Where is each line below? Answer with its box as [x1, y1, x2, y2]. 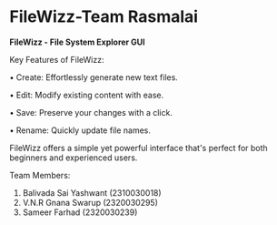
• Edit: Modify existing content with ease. [9, 89, 164, 100]
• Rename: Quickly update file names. [9, 125, 152, 136]
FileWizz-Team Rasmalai [9, 6, 198, 27]
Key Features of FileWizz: [9, 54, 104, 65]
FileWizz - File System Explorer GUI [9, 36, 145, 47]
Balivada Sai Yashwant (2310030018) [22, 187, 162, 198]
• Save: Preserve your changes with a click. [9, 107, 173, 118]
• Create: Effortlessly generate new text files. [9, 71, 179, 83]
